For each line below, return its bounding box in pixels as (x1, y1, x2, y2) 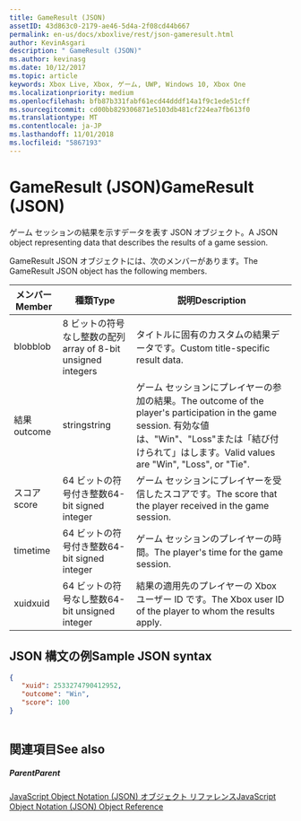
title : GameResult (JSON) (9, 13, 106, 22)
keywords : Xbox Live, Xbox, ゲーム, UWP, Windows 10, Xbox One (9, 80, 246, 89)
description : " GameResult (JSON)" (9, 47, 142, 56)
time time (13, 544, 51, 556)
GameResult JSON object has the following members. (9, 266, 208, 276)
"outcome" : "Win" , (21, 690, 90, 699)
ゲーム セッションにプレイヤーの (135, 380, 273, 393)
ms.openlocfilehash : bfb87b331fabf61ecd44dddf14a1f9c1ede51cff (9, 96, 251, 106)
